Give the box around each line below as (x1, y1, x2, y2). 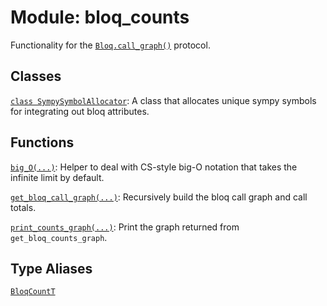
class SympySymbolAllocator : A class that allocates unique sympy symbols (10, 94, 317, 106)
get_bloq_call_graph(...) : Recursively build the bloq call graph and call (10, 191, 308, 203)
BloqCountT (10, 287, 56, 297)
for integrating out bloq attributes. (10, 105, 150, 117)
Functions (10, 134, 75, 151)
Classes (10, 68, 62, 85)
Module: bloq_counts (10, 6, 190, 29)
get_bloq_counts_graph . (10, 231, 108, 243)
